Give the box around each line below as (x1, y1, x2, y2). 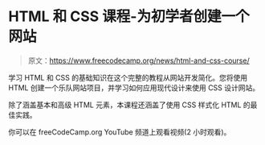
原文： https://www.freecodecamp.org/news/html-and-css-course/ (27, 56, 251, 65)
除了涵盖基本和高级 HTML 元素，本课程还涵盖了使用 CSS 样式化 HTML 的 (8, 100, 251, 110)
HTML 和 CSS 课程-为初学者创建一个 (8, 7, 250, 26)
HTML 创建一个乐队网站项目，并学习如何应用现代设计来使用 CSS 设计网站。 (8, 82, 260, 93)
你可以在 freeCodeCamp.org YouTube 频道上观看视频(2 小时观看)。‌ (8, 126, 231, 137)
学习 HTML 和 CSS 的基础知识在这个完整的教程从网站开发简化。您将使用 (8, 72, 247, 82)
